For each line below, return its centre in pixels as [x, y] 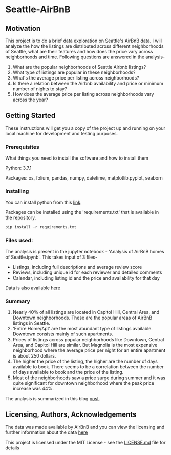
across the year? [30, 100]
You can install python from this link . [44, 202]
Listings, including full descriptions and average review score [77, 267]
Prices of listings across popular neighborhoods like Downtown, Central [88, 339]
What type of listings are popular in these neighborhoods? [74, 72]
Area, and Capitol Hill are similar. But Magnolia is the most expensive [85, 345]
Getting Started [30, 116]
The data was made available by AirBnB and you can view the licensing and [85, 427]
